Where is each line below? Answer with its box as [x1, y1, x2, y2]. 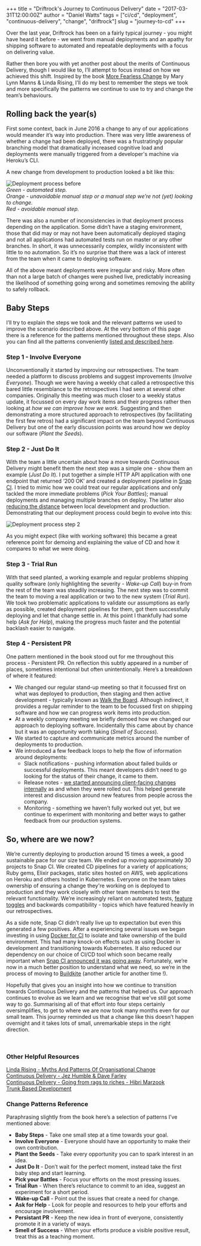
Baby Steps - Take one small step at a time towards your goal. [14, 1131, 169, 1138]
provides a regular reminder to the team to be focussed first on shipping [14, 703, 193, 710]
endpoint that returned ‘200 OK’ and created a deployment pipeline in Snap [6, 478, 192, 485]
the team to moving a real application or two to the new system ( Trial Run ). [6, 593, 190, 600]
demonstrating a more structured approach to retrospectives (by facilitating [6, 411, 193, 418]
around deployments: [14, 753, 68, 761]
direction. [6, 1025, 30, 1033]
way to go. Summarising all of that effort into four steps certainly [6, 1000, 166, 1007]
